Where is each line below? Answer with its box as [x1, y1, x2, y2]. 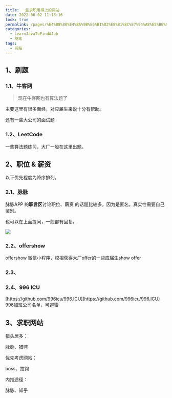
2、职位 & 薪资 [5, 160, 51, 169]
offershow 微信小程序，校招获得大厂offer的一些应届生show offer [5, 255, 142, 261]
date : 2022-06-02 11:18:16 [5, 12, 63, 17]
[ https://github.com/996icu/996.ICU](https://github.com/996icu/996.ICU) [5, 296, 160, 302]
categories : [5, 27, 31, 32]
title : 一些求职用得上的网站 [5, 7, 60, 13]
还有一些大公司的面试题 [5, 117, 55, 123]
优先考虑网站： [5, 354, 37, 361]
